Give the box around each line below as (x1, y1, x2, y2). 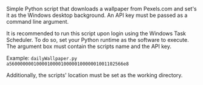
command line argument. (6, 18, 69, 25)
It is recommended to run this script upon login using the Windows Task (6, 30, 187, 37)
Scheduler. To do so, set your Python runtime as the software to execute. (6, 36, 190, 43)
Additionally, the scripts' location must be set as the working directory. (6, 72, 183, 78)
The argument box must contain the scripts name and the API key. (6, 42, 172, 50)
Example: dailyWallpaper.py (6, 55, 77, 61)
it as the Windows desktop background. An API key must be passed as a (6, 12, 188, 19)
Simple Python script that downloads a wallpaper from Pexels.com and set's (6, 5, 198, 12)
